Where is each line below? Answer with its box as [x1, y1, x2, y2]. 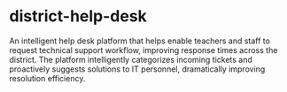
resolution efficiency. [9, 73, 86, 83]
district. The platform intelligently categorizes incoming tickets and [9, 54, 252, 65]
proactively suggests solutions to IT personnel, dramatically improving [9, 64, 266, 74]
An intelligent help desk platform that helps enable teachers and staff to [9, 35, 270, 46]
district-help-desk [9, 6, 148, 27]
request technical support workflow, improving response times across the [9, 44, 278, 55]
